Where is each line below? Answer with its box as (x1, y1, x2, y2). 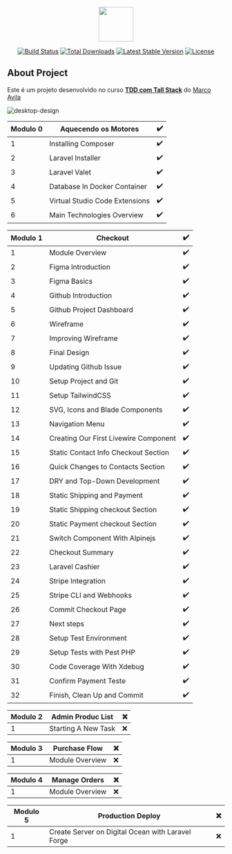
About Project (7, 67, 68, 79)
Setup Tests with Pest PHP (49, 648, 136, 657)
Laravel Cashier (49, 562, 100, 572)
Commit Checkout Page (49, 605, 126, 615)
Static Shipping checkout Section (49, 505, 157, 515)
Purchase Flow (52, 743, 104, 753)
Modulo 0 (10, 125, 43, 134)
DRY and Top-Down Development (49, 476, 160, 486)
